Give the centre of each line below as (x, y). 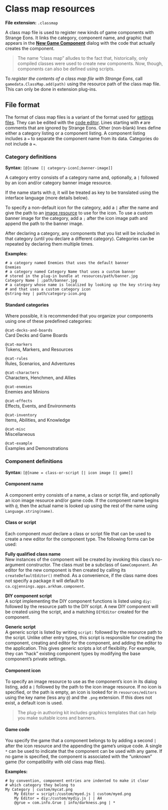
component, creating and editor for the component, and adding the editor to (83, 643)
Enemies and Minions (27, 392)
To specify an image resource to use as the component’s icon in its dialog (81, 681)
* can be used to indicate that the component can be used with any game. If (84, 751)
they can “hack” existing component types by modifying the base (73, 653)
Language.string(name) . (30, 511)
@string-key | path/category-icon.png (46, 294)
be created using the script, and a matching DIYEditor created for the (77, 612)
